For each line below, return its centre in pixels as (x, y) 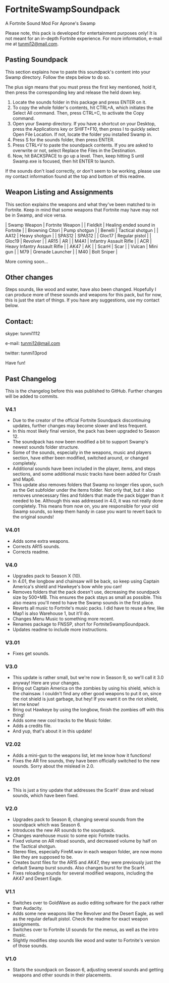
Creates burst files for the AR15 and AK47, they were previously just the (87, 862)
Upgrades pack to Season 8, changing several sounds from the (78, 819)
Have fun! (15, 363)
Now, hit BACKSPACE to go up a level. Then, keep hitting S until (78, 156)
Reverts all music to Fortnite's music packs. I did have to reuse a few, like (88, 608)
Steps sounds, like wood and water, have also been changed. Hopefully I (81, 289)
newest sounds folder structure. (46, 447)
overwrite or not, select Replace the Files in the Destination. (74, 150)
